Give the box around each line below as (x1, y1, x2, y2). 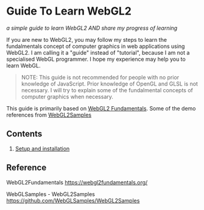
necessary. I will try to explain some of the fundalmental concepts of (21, 86, 194, 93)
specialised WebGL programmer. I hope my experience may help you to (6, 55, 186, 63)
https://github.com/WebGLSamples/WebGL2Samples (6, 197, 140, 204)
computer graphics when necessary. (21, 93, 114, 100)
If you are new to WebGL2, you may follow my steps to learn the (6, 36, 167, 43)
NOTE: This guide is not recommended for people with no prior (21, 73, 180, 81)
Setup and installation (15, 144, 70, 152)
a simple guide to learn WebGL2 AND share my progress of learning (6, 24, 178, 32)
